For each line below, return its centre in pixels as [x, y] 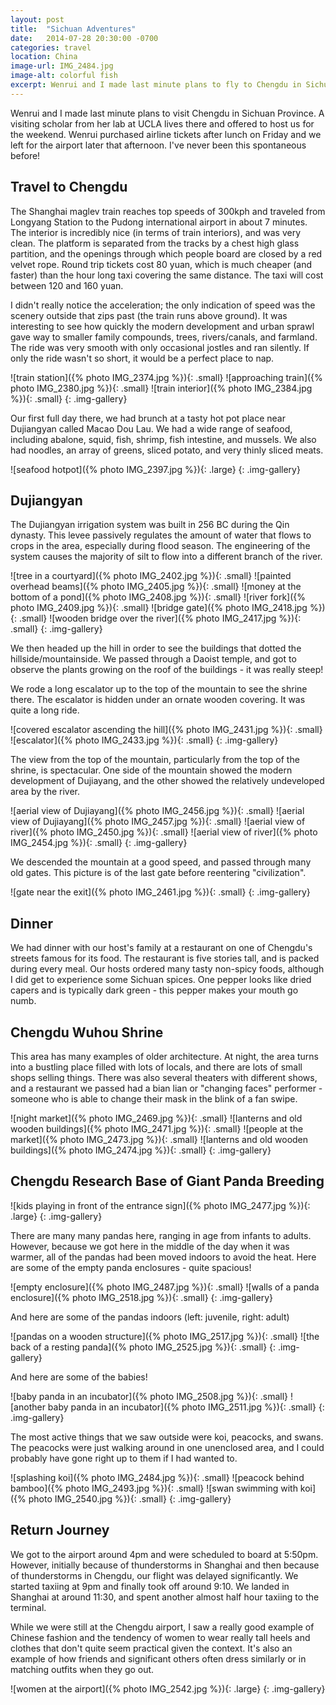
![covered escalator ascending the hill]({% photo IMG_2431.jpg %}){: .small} [166, 730]
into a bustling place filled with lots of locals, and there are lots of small [156, 1067]
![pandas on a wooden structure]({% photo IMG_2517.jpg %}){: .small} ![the [165, 1336]
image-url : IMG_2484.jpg [62, 66]
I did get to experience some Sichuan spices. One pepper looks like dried [161, 980]
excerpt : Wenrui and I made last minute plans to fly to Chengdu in [156, 85]
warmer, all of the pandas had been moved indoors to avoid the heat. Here [163, 1257]
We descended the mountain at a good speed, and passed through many [161, 862]
